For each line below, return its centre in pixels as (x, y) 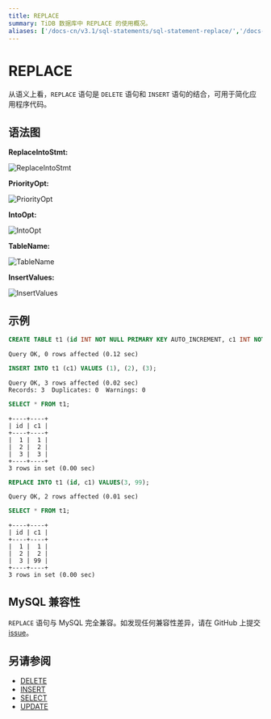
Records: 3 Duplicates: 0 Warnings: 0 (77, 390)
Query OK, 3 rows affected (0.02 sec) (73, 383)
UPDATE (34, 706)
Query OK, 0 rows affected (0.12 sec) (73, 354)
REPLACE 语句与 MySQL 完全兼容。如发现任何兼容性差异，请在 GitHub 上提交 (134, 623)
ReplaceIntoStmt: (38, 152)
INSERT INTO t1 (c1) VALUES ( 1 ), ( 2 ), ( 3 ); (83, 368)
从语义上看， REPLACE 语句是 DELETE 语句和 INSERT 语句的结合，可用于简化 (129, 95)
